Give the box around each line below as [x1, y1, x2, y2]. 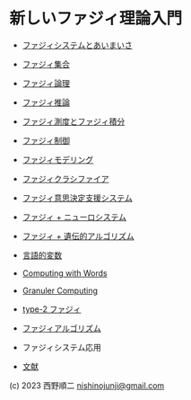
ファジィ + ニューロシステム [22, 211, 127, 222]
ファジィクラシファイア [22, 173, 109, 184]
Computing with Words [22, 267, 108, 279]
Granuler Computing [22, 285, 99, 296]
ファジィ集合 [22, 58, 70, 69]
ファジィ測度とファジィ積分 [22, 116, 126, 127]
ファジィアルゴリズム [22, 323, 101, 333]
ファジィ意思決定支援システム [22, 192, 133, 203]
